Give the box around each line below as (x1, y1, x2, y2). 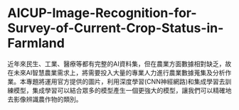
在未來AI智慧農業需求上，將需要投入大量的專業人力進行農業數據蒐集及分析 (7, 68, 225, 77)
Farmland (7, 35, 65, 51)
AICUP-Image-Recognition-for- (7, 5, 197, 21)
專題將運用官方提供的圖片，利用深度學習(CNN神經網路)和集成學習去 (26, 77, 225, 86)
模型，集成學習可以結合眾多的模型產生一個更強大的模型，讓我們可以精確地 (13, 86, 232, 94)
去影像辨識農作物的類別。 (7, 94, 83, 104)
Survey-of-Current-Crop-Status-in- (7, 20, 224, 36)
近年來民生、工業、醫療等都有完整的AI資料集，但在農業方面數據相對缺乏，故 (7, 59, 232, 68)
